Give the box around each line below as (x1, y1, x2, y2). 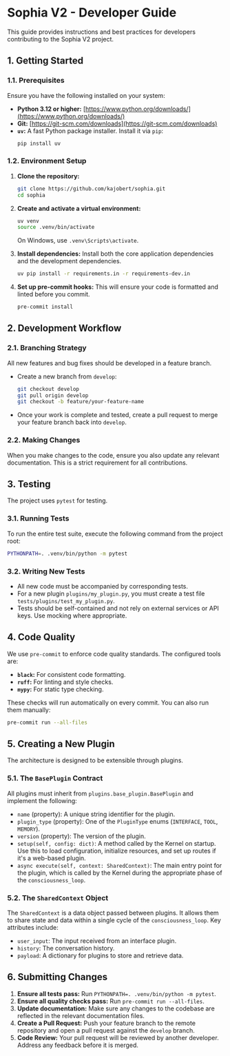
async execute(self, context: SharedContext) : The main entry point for (17, 861, 222, 869)
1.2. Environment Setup (7, 156, 87, 166)
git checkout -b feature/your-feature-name (17, 398, 145, 405)
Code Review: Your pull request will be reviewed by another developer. (17, 1033, 219, 1042)
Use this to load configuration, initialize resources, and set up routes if (17, 846, 217, 855)
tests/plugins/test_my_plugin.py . (17, 596, 115, 605)
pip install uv (17, 140, 61, 147)
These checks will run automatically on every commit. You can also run (7, 698, 209, 707)
